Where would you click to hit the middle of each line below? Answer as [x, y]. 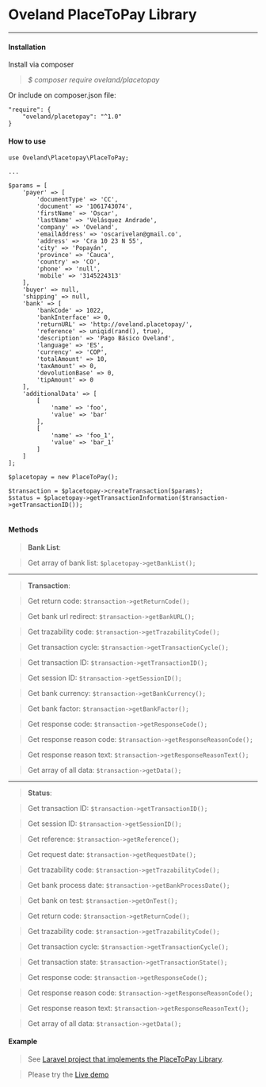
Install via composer [41, 64]
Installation [27, 47]
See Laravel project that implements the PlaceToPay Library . [125, 1059]
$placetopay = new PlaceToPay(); [63, 478]
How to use [27, 141]
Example [23, 1042]
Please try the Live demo [68, 1074]
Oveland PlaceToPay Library [103, 15]
